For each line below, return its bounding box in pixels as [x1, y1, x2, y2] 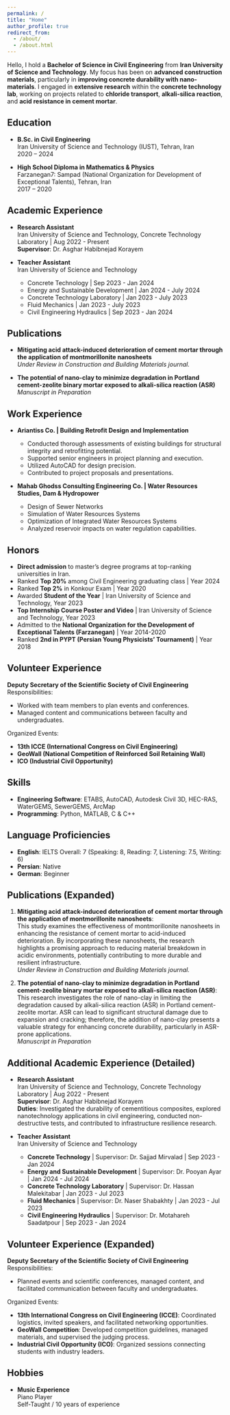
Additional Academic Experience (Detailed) [7, 1057, 195, 1069]
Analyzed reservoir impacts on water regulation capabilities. [27, 524, 197, 533]
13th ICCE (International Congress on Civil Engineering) [16, 742, 178, 751]
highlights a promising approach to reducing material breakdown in [16, 944, 207, 952]
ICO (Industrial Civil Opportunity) [16, 757, 114, 765]
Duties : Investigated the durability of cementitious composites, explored [16, 1104, 221, 1113]
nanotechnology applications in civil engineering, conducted [16, 1112, 188, 1120]
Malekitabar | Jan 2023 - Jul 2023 [27, 1189, 125, 1198]
